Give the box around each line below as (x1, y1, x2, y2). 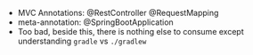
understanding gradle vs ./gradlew (17, 35, 147, 46)
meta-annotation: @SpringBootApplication (17, 17, 174, 27)
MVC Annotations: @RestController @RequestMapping (17, 8, 219, 18)
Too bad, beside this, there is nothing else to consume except (17, 27, 244, 36)
